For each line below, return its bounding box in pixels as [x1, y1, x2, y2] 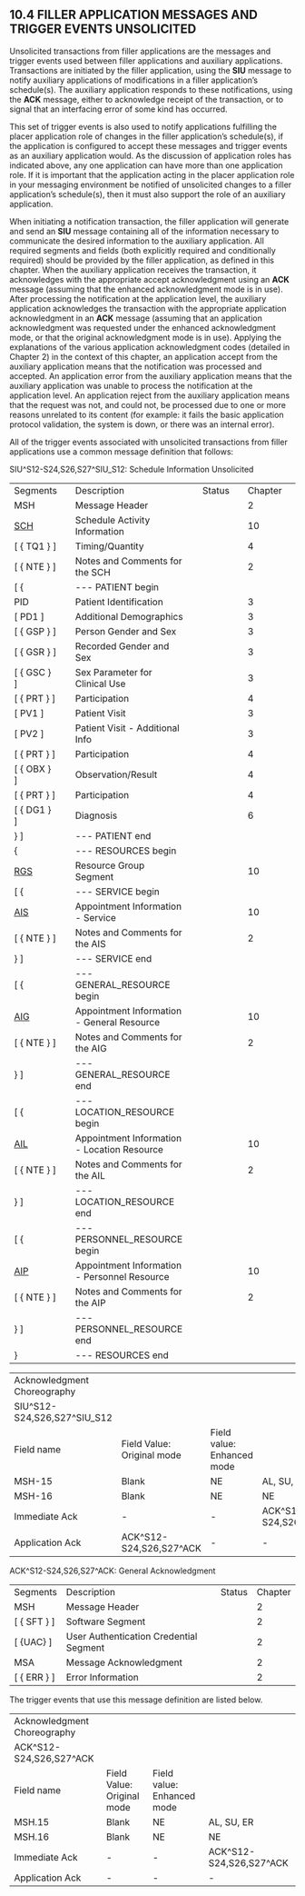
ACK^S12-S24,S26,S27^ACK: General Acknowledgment [9, 1565, 216, 1576]
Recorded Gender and [74, 640, 170, 653]
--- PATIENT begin [74, 581, 160, 594]
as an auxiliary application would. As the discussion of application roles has [9, 150, 292, 161]
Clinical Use [74, 677, 126, 690]
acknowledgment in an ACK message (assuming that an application [9, 313, 263, 324]
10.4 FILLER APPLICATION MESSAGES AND [9, 7, 259, 23]
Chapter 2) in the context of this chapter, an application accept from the [9, 351, 279, 362]
